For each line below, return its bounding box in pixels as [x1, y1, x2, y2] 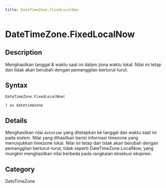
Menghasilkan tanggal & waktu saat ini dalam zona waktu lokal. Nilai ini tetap [5, 62, 162, 67]
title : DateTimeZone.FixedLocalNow [5, 7, 79, 12]
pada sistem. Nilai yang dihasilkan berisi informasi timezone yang [5, 135, 139, 141]
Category [5, 165, 35, 174]
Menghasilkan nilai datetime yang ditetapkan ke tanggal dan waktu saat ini [5, 129, 157, 135]
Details [5, 116, 27, 125]
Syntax [5, 81, 28, 90]
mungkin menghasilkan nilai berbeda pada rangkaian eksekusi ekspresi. [5, 151, 152, 157]
